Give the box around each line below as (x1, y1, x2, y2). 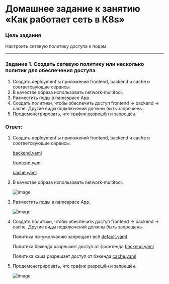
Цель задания (5, 32, 41, 39)
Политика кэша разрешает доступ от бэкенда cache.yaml (12, 253, 137, 259)
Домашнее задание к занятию (5, 3, 141, 15)
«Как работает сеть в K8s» (5, 14, 125, 25)
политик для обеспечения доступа (5, 67, 96, 74)
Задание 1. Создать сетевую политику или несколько (5, 61, 144, 68)
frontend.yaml (12, 160, 42, 166)
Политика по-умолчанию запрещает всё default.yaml (12, 233, 127, 240)
